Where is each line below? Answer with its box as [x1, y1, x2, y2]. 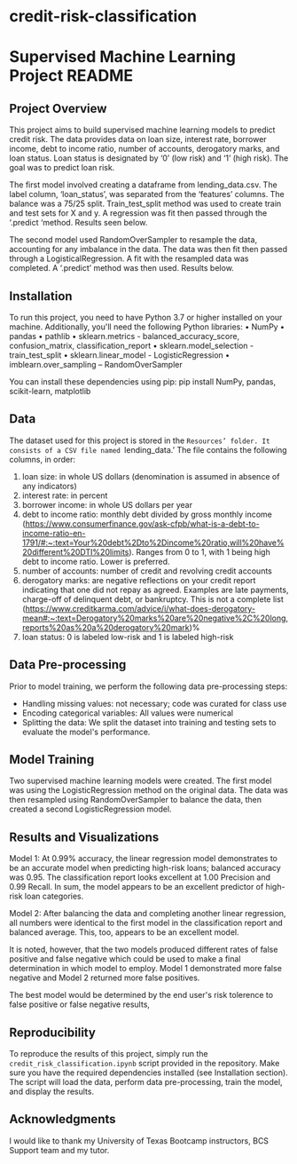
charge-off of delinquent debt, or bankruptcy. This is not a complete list [21, 593, 284, 605]
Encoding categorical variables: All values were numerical [21, 708, 234, 718]
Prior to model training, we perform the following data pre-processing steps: [9, 681, 288, 692]
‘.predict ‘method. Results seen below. [9, 218, 148, 228]
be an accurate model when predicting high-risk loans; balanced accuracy [9, 863, 281, 874]
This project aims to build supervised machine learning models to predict [9, 124, 276, 135]
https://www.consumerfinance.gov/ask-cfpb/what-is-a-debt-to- [25, 518, 260, 529]
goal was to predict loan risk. [9, 162, 115, 173]
